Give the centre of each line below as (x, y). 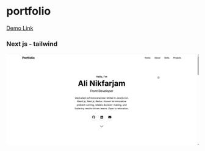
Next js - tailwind (32, 44)
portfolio (29, 11)
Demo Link (20, 28)
